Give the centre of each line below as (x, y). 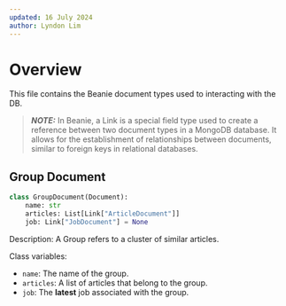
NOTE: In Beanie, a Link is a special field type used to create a (144, 121)
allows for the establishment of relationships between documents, (151, 139)
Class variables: (39, 256)
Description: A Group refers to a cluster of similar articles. (114, 239)
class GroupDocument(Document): (69, 197)
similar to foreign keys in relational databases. (114, 149)
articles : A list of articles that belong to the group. (115, 282)
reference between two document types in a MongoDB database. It (154, 130)
